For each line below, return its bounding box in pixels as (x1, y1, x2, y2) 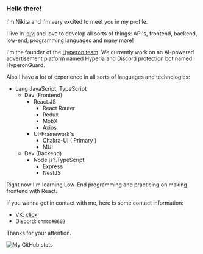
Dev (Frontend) (24, 91, 63, 99)
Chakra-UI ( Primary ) (42, 137, 97, 144)
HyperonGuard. (6, 62, 46, 69)
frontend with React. (6, 188, 58, 195)
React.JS (33, 98, 56, 105)
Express (42, 163, 63, 170)
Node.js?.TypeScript (33, 157, 85, 164)
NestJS (42, 169, 61, 177)
